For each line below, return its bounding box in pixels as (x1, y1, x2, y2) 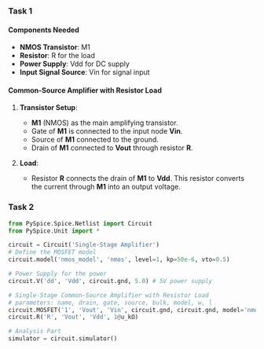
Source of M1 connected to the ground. (31, 135, 159, 145)
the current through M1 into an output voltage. (31, 182, 181, 192)
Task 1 (8, 6, 33, 17)
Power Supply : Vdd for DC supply (19, 59, 130, 68)
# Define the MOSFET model (8, 248, 97, 256)
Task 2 (8, 202, 35, 213)
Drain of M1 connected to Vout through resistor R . (31, 143, 193, 152)
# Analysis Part (8, 328, 61, 336)
